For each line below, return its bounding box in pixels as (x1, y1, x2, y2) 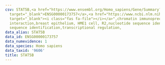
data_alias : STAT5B (5, 30, 45, 35)
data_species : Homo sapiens (5, 43, 63, 48)
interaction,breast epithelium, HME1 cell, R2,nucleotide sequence (9, 21, 151, 26)
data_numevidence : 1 (5, 39, 48, 44)
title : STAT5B (5, 52, 34, 58)
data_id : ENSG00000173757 (5, 35, 58, 40)
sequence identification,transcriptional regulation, (9, 25, 122, 30)
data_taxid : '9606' (5, 48, 45, 53)
